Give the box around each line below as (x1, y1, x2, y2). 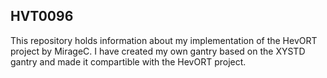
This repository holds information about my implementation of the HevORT (10, 34, 318, 46)
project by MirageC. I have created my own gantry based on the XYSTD (10, 45, 306, 57)
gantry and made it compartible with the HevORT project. (10, 55, 247, 68)
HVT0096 (10, 8, 74, 25)
